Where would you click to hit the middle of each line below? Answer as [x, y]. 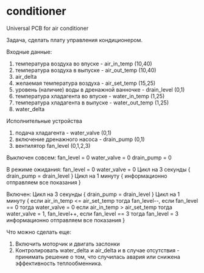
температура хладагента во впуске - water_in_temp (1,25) [90, 96]
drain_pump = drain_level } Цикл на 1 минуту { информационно [87, 176]
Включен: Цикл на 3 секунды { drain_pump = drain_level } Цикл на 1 [93, 194]
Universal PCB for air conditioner [47, 28]
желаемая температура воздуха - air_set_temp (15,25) [85, 83]
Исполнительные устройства [44, 121]
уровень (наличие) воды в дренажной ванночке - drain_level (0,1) [100, 89]
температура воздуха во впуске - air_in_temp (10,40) [83, 64]
